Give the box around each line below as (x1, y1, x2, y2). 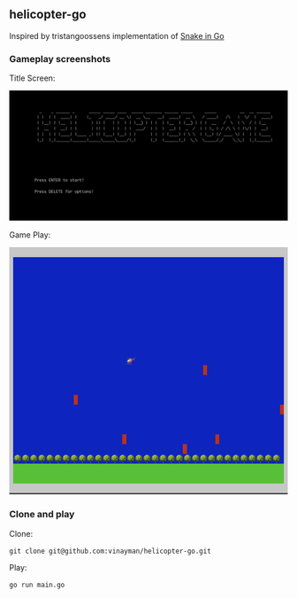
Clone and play (9, 509, 75, 521)
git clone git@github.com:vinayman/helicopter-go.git (9, 547, 212, 555)
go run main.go (9, 580, 65, 589)
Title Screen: (9, 73, 56, 83)
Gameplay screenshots (9, 52, 111, 65)
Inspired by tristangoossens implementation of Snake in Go (9, 30, 225, 41)
